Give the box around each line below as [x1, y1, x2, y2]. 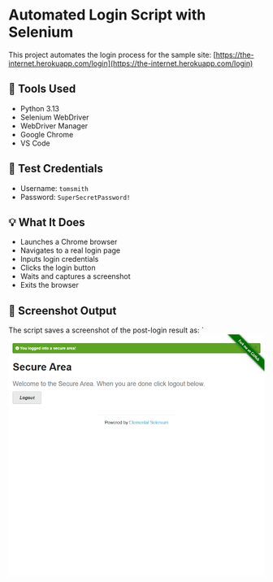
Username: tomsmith [19, 183, 89, 193]
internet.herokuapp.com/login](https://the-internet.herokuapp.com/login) [8, 59, 253, 68]
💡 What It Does [8, 215, 85, 229]
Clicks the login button [19, 263, 96, 273]
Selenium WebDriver [19, 112, 89, 122]
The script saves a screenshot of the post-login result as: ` [8, 325, 205, 335]
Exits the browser [19, 280, 80, 290]
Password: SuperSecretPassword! [19, 192, 131, 202]
